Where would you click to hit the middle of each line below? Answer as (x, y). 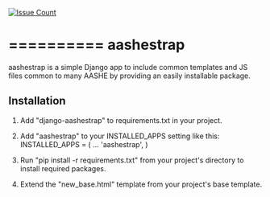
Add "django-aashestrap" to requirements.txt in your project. (121, 120)
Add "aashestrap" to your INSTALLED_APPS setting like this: (120, 136)
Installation (37, 101)
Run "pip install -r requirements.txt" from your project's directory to (132, 160)
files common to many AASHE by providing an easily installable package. (130, 76)
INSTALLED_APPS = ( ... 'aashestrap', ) (84, 144)
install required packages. (63, 168)
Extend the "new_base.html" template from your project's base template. (141, 184)
